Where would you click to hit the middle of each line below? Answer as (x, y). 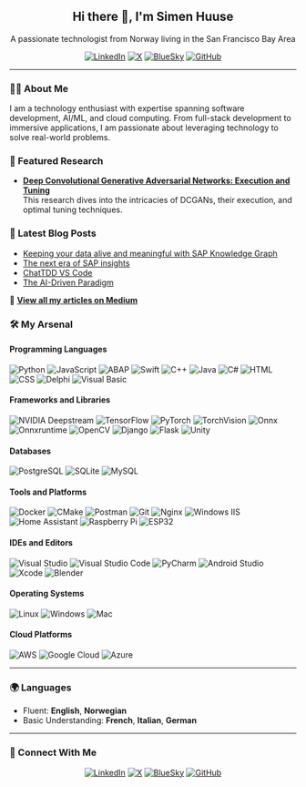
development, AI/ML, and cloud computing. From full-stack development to (150, 118)
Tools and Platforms (48, 492)
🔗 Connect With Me (53, 752)
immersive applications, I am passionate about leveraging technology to (144, 128)
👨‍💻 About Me (39, 88)
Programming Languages (58, 349)
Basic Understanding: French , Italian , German (110, 721)
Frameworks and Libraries (60, 400)
